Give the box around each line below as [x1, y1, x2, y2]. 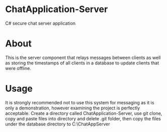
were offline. [5, 65, 31, 71]
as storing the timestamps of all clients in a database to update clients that [5, 59, 159, 66]
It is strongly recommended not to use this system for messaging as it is [5, 99, 154, 105]
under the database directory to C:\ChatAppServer [5, 121, 110, 127]
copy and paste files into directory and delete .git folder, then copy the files [5, 115, 161, 121]
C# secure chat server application [5, 20, 76, 26]
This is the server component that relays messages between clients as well [5, 54, 161, 60]
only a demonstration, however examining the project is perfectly [5, 105, 140, 111]
